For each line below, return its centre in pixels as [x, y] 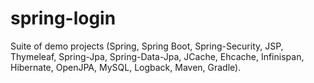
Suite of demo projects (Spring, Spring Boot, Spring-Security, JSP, [147, 46]
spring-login [63, 18]
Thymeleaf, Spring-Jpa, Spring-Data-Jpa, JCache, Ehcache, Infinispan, [157, 56]
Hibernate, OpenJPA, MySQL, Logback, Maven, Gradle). [126, 67]
